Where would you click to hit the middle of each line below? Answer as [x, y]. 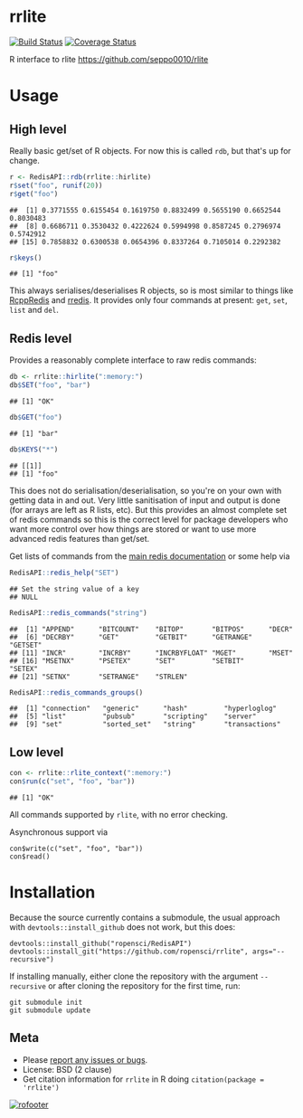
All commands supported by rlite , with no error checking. [118, 814]
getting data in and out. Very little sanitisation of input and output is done [145, 500]
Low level [37, 752]
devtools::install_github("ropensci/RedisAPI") [101, 943]
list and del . [34, 310]
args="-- [268, 952]
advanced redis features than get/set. [80, 538]
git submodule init [46, 1002]
